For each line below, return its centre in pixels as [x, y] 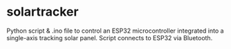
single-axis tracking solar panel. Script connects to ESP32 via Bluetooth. [110, 37]
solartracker [43, 12]
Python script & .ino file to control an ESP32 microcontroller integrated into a [115, 31]
